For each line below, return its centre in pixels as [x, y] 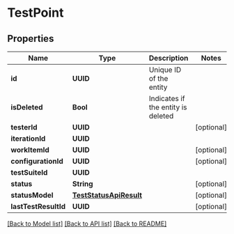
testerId [24, 127]
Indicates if [167, 99]
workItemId [30, 150]
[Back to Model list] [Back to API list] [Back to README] [87, 224]
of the [158, 78]
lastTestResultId [38, 206]
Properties [31, 39]
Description [169, 58]
